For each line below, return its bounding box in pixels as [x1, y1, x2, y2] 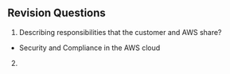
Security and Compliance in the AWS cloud [18, 43, 161, 53]
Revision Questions [7, 6, 107, 20]
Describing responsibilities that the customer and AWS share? [18, 27, 222, 37]
